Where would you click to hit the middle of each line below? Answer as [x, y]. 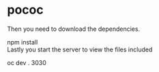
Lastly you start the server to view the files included [80, 49]
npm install [23, 42]
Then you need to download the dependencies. [74, 29]
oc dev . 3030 [27, 62]
